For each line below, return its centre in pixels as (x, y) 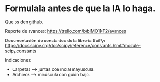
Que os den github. (24, 22)
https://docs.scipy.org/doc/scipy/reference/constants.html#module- (73, 45)
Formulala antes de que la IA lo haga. (80, 8)
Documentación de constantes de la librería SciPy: (55, 40)
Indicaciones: (18, 60)
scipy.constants (21, 51)
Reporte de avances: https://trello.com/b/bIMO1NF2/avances (66, 31)
